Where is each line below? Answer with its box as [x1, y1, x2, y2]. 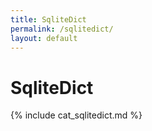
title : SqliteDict [10, 14, 87, 25]
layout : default [10, 33, 78, 43]
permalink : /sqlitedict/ [10, 24, 114, 34]
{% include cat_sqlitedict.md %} [10, 109, 143, 121]
